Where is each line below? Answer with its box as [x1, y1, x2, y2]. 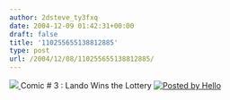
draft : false [9, 29, 58, 38]
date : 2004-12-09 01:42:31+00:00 [9, 21, 135, 30]
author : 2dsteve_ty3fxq [9, 12, 99, 22]
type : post [9, 46, 50, 55]
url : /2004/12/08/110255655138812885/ [9, 54, 155, 63]
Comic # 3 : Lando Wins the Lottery [20, 80, 153, 90]
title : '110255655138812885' [9, 37, 119, 47]
